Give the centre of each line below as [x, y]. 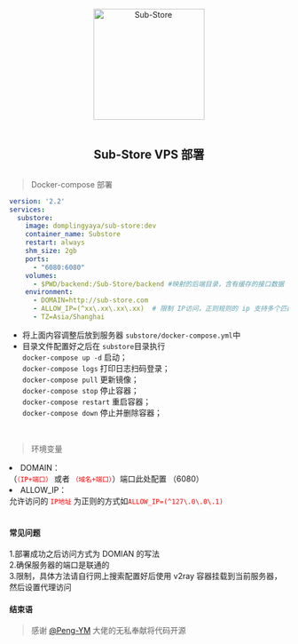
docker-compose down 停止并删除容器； [92, 412]
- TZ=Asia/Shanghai [68, 317]
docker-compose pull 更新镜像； [80, 379]
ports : [37, 259]
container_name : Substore [73, 235]
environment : [49, 292]
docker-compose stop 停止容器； [80, 390]
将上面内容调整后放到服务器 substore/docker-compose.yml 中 [131, 335]
